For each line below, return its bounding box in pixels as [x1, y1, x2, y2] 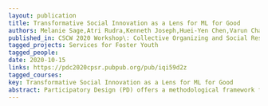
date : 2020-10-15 [8, 57, 66, 65]
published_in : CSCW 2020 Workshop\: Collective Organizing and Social [8, 33, 248, 42]
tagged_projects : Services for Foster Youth [8, 41, 159, 49]
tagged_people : [8, 49, 59, 57]
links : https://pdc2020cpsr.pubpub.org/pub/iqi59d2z [8, 64, 187, 72]
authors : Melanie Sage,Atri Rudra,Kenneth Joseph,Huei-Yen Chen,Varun [8, 26, 248, 34]
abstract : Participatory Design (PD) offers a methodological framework [8, 85, 255, 94]
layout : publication [8, 11, 77, 20]
